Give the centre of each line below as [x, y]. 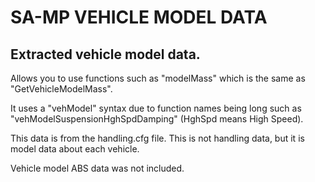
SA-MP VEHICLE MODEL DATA [139, 17]
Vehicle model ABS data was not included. [97, 168]
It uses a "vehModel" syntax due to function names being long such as [156, 108]
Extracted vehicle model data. [105, 54]
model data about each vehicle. [75, 149]
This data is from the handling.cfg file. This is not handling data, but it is [157, 138]
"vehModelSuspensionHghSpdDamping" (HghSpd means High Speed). [157, 119]
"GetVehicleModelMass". [61, 89]
